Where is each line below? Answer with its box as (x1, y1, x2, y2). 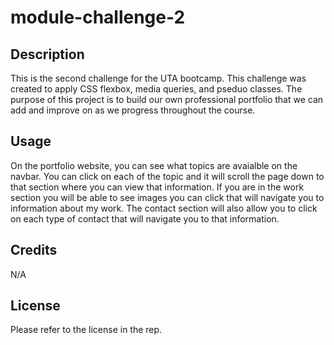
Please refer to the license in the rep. (10, 324, 163, 336)
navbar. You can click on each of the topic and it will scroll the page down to (10, 170, 325, 182)
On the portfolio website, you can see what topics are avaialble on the (10, 159, 298, 171)
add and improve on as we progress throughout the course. (10, 104, 256, 116)
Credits (10, 242, 58, 259)
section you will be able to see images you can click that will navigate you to (10, 191, 325, 203)
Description (10, 46, 85, 63)
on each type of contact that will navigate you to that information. (10, 212, 280, 225)
